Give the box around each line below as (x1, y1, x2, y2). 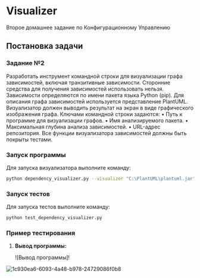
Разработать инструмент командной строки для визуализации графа (6, 73, 183, 80)
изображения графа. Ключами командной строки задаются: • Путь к (6, 110, 183, 117)
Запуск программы (6, 151, 67, 159)
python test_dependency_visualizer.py (6, 215, 102, 221)
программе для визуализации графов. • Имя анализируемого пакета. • (6, 117, 189, 124)
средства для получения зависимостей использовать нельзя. (6, 85, 164, 92)
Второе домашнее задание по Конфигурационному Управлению (6, 24, 171, 31)
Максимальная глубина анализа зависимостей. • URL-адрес (6, 123, 161, 130)
